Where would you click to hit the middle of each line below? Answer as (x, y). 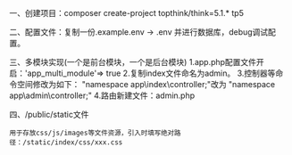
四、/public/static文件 (49, 114)
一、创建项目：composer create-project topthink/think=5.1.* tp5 (126, 13)
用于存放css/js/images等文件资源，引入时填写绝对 (92, 133)
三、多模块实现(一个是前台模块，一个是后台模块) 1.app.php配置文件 (133, 62)
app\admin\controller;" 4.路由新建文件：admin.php (102, 95)
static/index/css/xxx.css (75, 143)
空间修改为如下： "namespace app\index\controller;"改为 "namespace (146, 84)
